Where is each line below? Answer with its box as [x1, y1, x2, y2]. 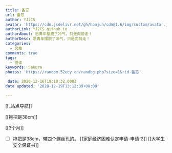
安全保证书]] [12, 142, 39, 148]
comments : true [5, 50, 38, 55]
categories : [5, 41, 31, 46]
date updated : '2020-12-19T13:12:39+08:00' [5, 84, 100, 89]
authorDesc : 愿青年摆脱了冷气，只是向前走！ [5, 36, 91, 42]
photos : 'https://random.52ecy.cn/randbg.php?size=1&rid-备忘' [5, 70, 142, 75]
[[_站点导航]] [5, 103, 32, 109]
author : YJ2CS [5, 17, 36, 22]
